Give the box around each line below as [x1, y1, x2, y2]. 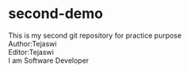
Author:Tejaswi [8, 38, 57, 48]
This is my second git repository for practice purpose [8, 31, 182, 40]
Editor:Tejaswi [8, 47, 54, 57]
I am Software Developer [8, 56, 89, 65]
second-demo [8, 5, 104, 23]
